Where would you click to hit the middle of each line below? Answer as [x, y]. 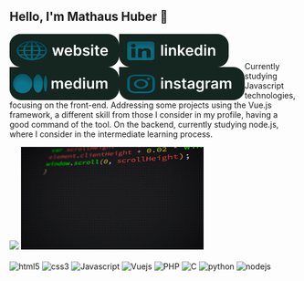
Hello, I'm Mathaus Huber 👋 [89, 17]
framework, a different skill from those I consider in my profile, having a [144, 114]
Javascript [265, 85]
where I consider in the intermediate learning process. [111, 134]
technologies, [270, 95]
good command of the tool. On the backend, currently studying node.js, [144, 124]
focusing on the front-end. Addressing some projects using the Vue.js [141, 105]
